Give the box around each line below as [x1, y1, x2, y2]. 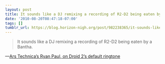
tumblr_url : [5, 25, 29, 30]
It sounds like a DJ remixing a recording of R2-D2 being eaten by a [17, 39, 152, 44]
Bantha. [17, 44, 33, 50]
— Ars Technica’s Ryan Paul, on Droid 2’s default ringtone [5, 53, 120, 59]
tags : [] [5, 21, 23, 26]
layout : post [5, 7, 32, 12]
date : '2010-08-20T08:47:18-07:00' [5, 16, 78, 21]
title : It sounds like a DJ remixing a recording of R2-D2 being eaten [5, 12, 155, 17]
